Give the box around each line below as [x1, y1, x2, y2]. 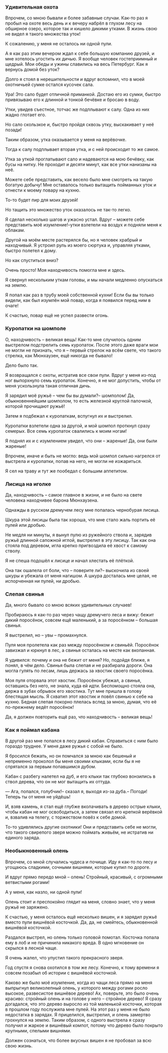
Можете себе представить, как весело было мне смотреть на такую [5, 177, 153, 183]
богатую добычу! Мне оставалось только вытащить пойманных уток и [5, 182, 156, 188]
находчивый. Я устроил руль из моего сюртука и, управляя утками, [5, 242, 151, 249]
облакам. [5, 227, 25, 233]
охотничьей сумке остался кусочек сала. [5, 82, 94, 88]
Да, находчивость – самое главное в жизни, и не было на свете [5, 492, 142, 498]
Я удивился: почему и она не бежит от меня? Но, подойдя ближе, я [5, 657, 150, 663]
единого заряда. [5, 835, 41, 841]
